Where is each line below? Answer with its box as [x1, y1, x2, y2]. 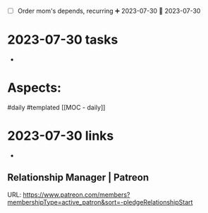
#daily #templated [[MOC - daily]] [7, 103, 106, 111]
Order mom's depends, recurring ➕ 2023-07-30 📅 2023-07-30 [17, 7, 201, 15]
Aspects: [7, 80, 62, 96]
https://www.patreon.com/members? [23, 190, 130, 199]
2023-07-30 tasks [7, 32, 118, 48]
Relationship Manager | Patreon [7, 171, 149, 183]
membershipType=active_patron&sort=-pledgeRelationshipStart [7, 197, 193, 206]
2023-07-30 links [7, 128, 114, 144]
